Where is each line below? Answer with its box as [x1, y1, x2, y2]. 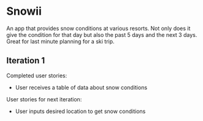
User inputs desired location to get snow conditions [15, 107, 146, 115]
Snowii [6, 4, 42, 18]
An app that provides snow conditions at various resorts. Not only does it [6, 25, 191, 32]
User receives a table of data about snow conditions [15, 84, 148, 91]
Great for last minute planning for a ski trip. [6, 37, 115, 45]
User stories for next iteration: [6, 95, 82, 103]
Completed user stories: [6, 72, 67, 79]
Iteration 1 [6, 55, 45, 66]
